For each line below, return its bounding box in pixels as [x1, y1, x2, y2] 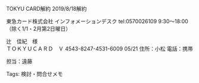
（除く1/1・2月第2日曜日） [6, 25, 71, 32]
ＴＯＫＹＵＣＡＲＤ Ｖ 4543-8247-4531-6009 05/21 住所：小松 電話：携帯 [6, 45, 194, 52]
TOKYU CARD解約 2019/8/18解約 [6, 5, 88, 12]
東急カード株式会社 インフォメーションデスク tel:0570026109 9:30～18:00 [6, 18, 189, 25]
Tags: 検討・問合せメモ [6, 71, 63, 77]
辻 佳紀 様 [6, 38, 38, 44]
